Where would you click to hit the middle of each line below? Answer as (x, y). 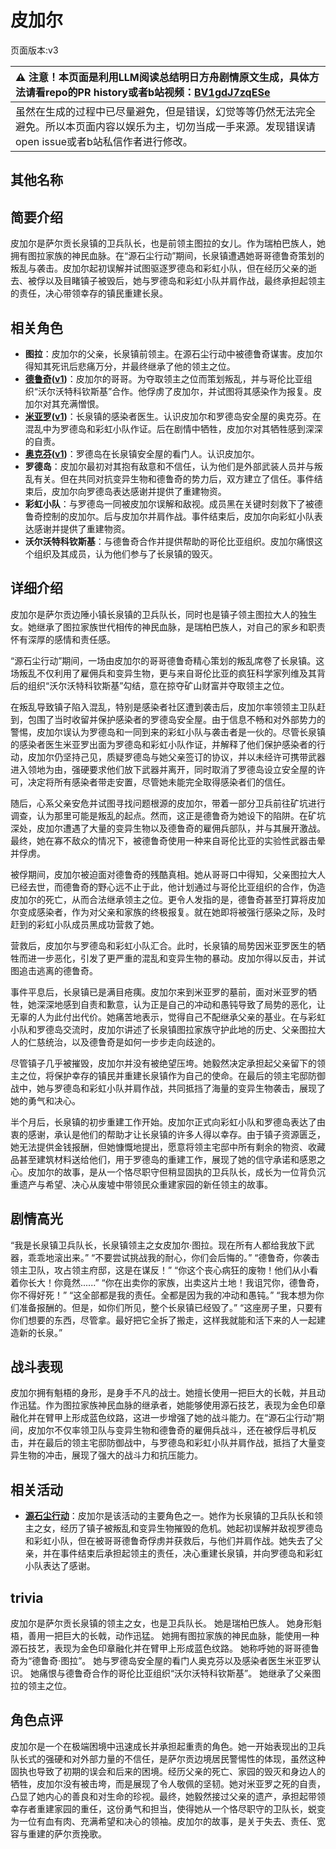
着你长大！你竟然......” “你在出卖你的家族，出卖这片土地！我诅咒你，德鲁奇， (167, 1282)
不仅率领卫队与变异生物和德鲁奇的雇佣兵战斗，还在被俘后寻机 (180, 1430)
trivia (27, 1597)
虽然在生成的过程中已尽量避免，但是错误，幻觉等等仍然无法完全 (166, 111)
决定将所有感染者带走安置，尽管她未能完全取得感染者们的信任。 (159, 782)
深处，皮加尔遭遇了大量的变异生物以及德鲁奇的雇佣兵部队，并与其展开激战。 (168, 828)
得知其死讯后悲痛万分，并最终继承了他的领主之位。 (130, 366)
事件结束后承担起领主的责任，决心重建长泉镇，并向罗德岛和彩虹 (191, 1553)
